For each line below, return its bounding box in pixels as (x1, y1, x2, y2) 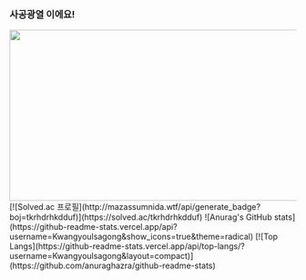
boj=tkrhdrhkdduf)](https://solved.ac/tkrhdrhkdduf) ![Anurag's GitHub (9, 212, 272, 223)
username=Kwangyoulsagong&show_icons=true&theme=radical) (9, 231, 254, 243)
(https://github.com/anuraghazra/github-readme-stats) (9, 260, 216, 271)
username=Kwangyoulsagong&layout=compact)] (9, 251, 194, 262)
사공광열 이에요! (9, 7, 76, 20)
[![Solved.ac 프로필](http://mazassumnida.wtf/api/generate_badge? (9, 202, 261, 213)
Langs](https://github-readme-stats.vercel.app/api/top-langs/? (9, 241, 246, 252)
